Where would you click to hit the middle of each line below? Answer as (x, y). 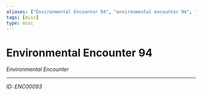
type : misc (20, 23)
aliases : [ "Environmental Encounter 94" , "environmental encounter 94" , (99, 12)
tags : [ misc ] (23, 17)
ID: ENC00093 (24, 87)
